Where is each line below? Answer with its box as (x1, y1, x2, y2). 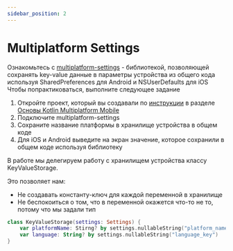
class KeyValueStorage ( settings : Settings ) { (7, 218, 141, 225)
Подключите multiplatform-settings (17, 113, 120, 121)
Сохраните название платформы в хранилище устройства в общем (17, 121, 218, 129)
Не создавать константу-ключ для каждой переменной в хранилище (17, 190, 223, 198)
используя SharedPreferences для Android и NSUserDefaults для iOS (7, 78, 209, 86)
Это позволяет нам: (7, 177, 66, 185)
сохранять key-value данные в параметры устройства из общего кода (7, 70, 216, 78)
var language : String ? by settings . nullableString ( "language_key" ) (19, 232, 218, 239)
